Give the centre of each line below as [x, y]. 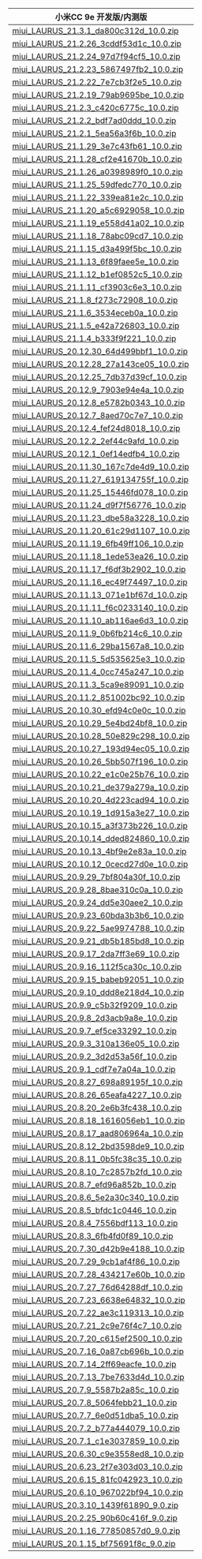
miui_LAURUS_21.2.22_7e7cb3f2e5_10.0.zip [97, 82]
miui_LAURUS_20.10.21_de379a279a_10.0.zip [101, 787]
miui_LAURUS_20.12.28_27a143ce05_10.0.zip [101, 364]
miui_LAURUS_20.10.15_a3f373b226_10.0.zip [100, 826]
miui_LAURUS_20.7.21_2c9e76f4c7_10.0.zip [97, 1326]
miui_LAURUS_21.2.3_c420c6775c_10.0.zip [95, 108]
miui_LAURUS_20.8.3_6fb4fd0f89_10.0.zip [93, 1236]
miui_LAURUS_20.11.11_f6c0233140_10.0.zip [100, 608]
